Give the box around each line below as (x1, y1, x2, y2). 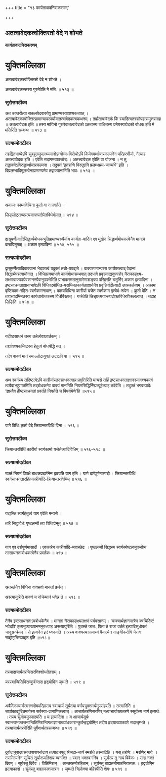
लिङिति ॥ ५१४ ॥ (5, 299, 34, 305)
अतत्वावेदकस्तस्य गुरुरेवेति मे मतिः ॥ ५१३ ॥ (5, 86, 74, 92)
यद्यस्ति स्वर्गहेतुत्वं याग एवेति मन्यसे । (5, 510, 62, 516)
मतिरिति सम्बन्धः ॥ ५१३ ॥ (5, 127, 46, 133)
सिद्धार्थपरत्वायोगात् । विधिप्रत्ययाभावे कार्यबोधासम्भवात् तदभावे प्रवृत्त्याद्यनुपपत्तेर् (5, 271, 124, 277)
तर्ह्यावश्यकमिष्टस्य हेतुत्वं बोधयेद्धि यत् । (5, 343, 65, 349)
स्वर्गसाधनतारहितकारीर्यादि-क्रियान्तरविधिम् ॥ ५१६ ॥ (5, 476, 87, 482)
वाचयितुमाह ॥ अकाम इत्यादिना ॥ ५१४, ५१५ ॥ (5, 241, 79, 247)
